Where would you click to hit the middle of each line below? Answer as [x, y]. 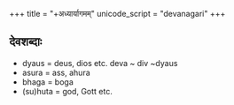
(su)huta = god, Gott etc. [67, 91]
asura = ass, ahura [56, 72]
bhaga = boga [47, 82]
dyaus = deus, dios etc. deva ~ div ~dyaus [100, 63]
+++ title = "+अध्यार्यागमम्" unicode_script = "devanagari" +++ [117, 14]
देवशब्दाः [26, 42]
